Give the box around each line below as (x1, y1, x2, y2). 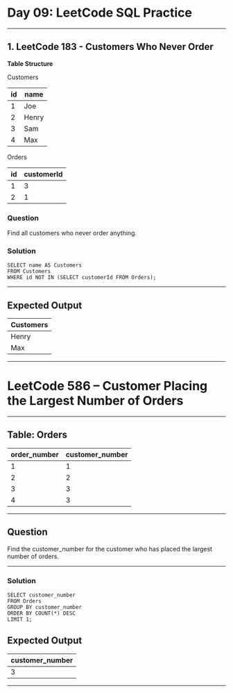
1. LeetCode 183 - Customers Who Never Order (7, 41, 214, 53)
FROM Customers (7, 268, 51, 275)
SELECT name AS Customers (7, 262, 82, 269)
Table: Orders (7, 429, 68, 441)
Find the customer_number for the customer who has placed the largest (7, 544, 213, 553)
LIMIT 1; (7, 616, 33, 623)
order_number (10, 449, 59, 459)
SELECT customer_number (7, 592, 76, 599)
